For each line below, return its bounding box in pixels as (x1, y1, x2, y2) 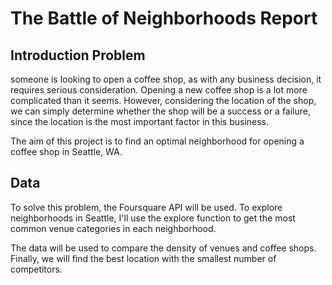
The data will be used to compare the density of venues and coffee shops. (10, 242, 317, 254)
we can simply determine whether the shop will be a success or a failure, (10, 105, 311, 117)
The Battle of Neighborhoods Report (10, 7, 318, 30)
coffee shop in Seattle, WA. (10, 146, 123, 157)
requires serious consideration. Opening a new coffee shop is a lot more (10, 84, 308, 96)
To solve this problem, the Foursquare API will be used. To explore (10, 201, 283, 213)
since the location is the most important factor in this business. (10, 116, 270, 127)
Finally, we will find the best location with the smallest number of (10, 252, 277, 264)
